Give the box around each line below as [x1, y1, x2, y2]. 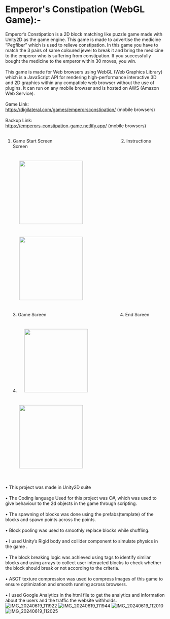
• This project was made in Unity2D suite [5, 484, 91, 490]
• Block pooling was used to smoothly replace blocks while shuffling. [5, 527, 150, 533]
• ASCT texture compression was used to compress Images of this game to [5, 575, 163, 581]
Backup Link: [5, 117, 32, 123]
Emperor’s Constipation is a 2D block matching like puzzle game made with [5, 31, 163, 37]
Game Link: [5, 101, 29, 107]
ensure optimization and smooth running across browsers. [5, 581, 127, 587]
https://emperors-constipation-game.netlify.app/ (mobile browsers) [5, 123, 146, 129]
